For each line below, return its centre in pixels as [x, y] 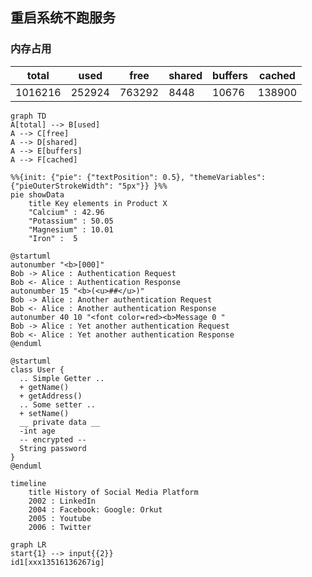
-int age [37, 431]
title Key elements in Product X [98, 203]
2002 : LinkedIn [62, 501]
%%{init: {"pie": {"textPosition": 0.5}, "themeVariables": [138, 177]
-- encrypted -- [53, 439]
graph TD [28, 116]
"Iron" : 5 [53, 238]
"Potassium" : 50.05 [71, 221]
